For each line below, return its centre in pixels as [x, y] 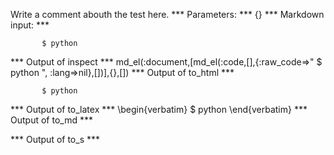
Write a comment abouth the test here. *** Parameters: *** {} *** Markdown [167, 14]
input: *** [30, 25]
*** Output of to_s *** [55, 139]
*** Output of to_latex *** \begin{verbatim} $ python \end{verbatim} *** [159, 109]
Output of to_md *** [51, 120]
